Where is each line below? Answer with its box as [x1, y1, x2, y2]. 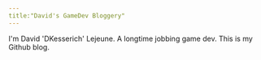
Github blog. [8, 42, 50, 52]
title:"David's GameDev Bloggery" [8, 11, 126, 20]
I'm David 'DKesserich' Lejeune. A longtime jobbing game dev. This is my [8, 34, 254, 43]
